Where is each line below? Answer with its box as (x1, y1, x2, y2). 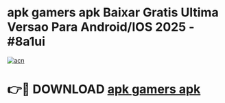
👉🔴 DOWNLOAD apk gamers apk (7, 82, 201, 97)
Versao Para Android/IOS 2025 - (7, 19, 195, 35)
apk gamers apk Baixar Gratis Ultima (7, 5, 219, 20)
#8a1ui (7, 34, 46, 49)
